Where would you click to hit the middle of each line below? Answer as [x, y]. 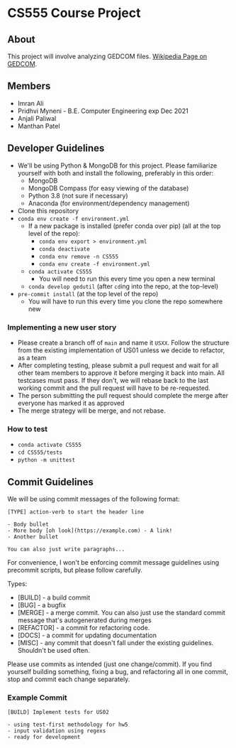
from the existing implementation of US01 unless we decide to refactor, [121, 350]
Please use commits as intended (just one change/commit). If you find [110, 664]
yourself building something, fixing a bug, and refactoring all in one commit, [118, 672]
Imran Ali [30, 103]
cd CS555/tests [40, 452]
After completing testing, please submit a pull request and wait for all [118, 365]
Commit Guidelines [51, 482]
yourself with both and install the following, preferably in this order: [116, 173]
